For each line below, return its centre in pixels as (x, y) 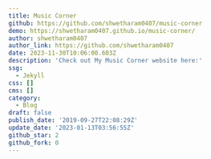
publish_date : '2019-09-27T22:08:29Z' (73, 120)
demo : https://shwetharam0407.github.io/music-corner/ (102, 31)
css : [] (21, 83)
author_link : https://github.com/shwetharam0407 (91, 46)
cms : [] (21, 90)
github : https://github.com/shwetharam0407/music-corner (105, 23)
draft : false (30, 113)
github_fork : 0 (34, 143)
